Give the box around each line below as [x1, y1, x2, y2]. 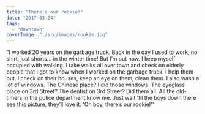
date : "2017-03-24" [6, 15, 56, 21]
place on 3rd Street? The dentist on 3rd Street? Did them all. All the [6, 88, 176, 95]
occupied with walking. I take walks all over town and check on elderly [6, 62, 184, 69]
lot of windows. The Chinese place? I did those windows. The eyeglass [6, 81, 185, 89]
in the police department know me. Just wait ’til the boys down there [23, 94, 196, 102]
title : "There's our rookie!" [6, 9, 84, 15]
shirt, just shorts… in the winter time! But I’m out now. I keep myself [6, 55, 176, 63]
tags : [6, 20, 20, 26]
